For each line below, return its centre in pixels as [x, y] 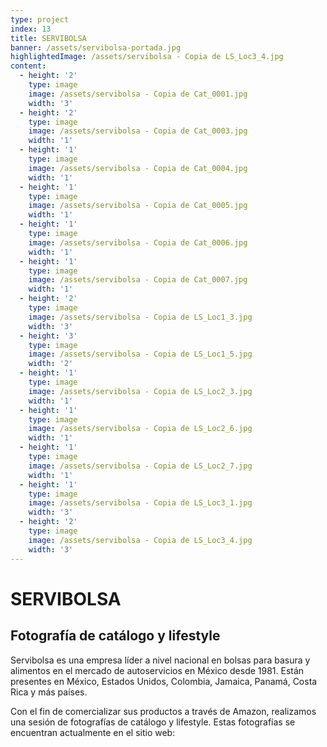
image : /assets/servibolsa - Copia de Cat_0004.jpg [138, 168]
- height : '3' [48, 336]
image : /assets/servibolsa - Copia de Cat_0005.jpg [138, 206]
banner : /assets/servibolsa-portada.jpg [96, 47]
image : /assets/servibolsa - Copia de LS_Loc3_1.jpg [140, 503]
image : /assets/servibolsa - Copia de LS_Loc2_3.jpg [140, 391]
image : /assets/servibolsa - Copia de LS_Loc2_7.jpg [140, 466]
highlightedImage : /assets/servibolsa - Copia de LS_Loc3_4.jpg [147, 57]
